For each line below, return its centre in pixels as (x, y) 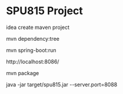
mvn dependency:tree (33, 38)
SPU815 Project (45, 11)
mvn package (23, 73)
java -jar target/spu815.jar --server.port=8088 (62, 85)
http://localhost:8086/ (33, 61)
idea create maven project (38, 27)
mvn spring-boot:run (31, 50)
